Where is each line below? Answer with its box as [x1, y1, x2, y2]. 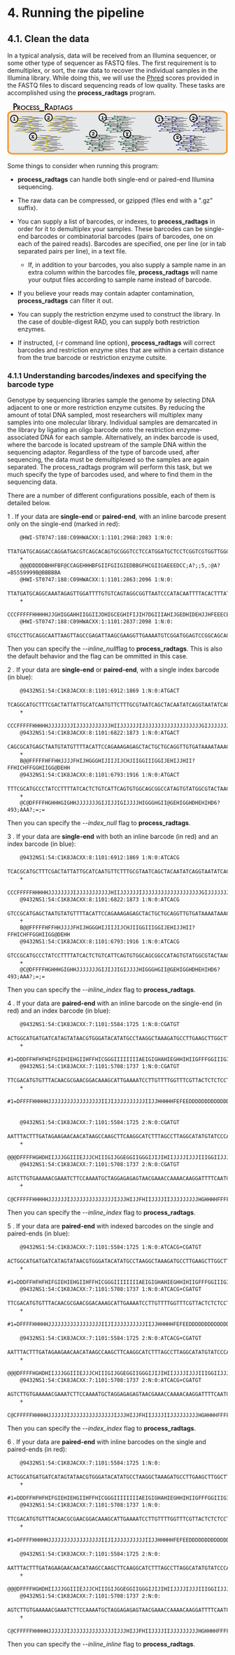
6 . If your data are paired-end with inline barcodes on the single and [7, 1437, 206, 1446]
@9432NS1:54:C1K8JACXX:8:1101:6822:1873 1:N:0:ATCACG [20, 896, 180, 903]
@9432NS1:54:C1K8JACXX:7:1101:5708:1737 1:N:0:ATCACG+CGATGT [20, 1285, 201, 1293]
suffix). [17, 204, 38, 212]
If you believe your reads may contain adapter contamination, [17, 289, 194, 298]
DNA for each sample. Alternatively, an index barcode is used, [40, 433, 219, 441]
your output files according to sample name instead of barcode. [27, 275, 212, 284]
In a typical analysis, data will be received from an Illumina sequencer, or [7, 51, 217, 60]
